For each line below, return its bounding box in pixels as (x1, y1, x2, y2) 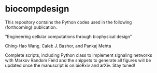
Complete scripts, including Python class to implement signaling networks (5, 52, 152, 58)
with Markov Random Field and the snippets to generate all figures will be (5, 57, 151, 63)
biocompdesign (5, 3, 69, 14)
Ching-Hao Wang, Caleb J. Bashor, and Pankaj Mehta (5, 43, 111, 49)
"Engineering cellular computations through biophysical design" (5, 34, 132, 39)
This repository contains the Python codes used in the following (5, 19, 132, 25)
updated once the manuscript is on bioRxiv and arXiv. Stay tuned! (5, 62, 135, 68)
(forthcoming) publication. (5, 24, 57, 30)
